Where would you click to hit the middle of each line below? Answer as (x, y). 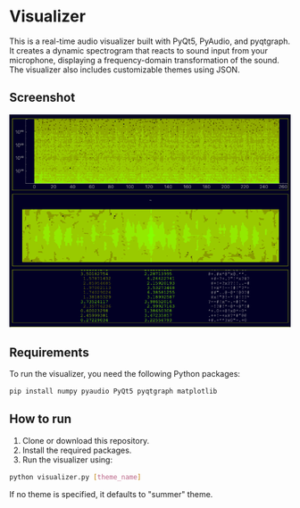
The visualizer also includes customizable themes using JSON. (125, 70)
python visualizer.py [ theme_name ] (75, 477)
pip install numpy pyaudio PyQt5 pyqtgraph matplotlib (113, 391)
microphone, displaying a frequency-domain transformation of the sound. (144, 60)
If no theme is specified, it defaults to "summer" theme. (111, 494)
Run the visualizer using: (67, 459)
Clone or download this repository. (86, 440)
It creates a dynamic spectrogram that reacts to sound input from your (138, 50)
